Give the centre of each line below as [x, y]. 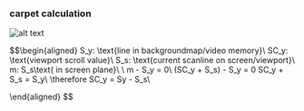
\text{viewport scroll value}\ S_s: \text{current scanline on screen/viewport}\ [152, 60]
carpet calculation [51, 14]
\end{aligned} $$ [42, 97]
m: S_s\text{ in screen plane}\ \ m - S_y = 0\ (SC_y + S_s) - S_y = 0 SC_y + [147, 69]
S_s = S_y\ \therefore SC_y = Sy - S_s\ [80, 79]
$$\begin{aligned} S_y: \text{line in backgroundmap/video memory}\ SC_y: [149, 51]
